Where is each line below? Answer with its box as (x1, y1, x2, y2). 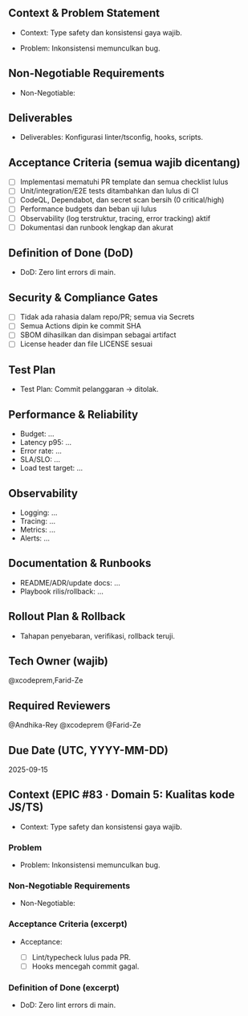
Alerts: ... (19, 533, 51, 543)
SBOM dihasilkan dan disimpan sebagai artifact (19, 330, 177, 340)
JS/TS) (8, 801, 44, 814)
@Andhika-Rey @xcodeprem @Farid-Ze (8, 720, 142, 730)
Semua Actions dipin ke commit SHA (19, 321, 142, 331)
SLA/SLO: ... (19, 455, 60, 464)
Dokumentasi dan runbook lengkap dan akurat (19, 222, 174, 232)
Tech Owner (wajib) (8, 654, 108, 667)
